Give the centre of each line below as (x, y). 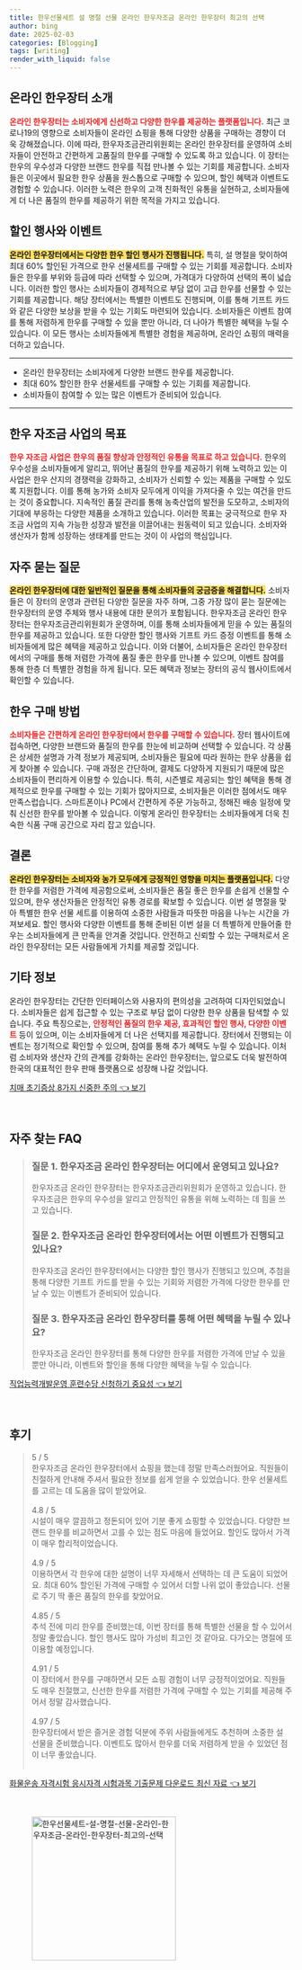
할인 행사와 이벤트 (56, 232)
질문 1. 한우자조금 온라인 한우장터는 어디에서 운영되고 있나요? (155, 1167)
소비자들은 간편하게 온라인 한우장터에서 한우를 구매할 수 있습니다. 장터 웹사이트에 (150, 735)
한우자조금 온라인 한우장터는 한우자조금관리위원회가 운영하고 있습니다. (154, 1188)
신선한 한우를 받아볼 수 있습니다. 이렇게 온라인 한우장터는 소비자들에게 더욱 (149, 814)
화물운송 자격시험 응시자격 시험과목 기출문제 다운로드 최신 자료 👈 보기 (133, 1783)
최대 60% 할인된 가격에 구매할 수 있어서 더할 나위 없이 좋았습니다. (159, 1584)
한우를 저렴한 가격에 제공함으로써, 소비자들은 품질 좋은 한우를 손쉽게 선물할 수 (154, 890)
